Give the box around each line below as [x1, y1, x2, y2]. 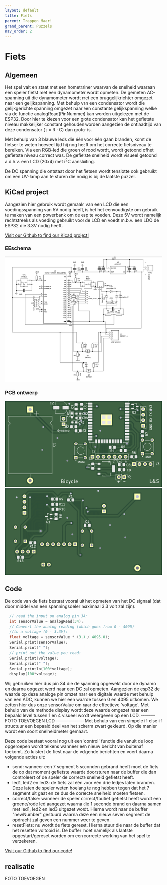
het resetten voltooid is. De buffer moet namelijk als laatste [12, 827, 133, 834]
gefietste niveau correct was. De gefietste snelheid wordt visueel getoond [5, 152, 157, 158]
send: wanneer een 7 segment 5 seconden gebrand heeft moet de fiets [12, 764, 159, 770]
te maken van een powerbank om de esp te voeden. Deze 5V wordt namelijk [5, 212, 162, 218]
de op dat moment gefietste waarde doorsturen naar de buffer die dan [12, 769, 157, 775]
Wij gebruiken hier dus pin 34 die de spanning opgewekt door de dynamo [5, 681, 156, 687]
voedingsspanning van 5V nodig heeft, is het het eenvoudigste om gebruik [5, 206, 158, 212]
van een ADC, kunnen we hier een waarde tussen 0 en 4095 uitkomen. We [5, 697, 158, 703]
